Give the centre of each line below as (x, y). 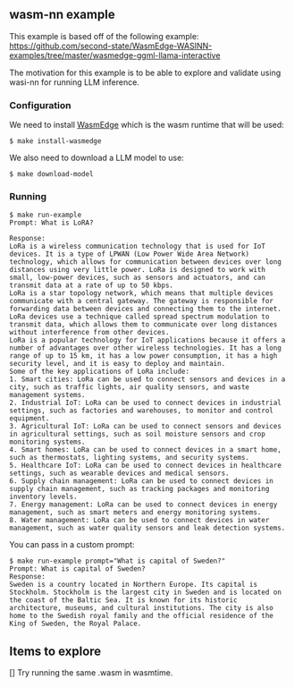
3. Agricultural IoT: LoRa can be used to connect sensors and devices (145, 427)
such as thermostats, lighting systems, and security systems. (130, 458)
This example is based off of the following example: (104, 36)
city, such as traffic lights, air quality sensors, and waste (130, 387)
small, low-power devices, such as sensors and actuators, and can (138, 278)
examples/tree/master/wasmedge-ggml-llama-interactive (115, 55)
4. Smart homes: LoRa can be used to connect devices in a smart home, (145, 450)
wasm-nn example (62, 15)
